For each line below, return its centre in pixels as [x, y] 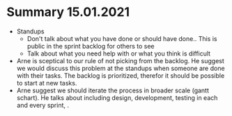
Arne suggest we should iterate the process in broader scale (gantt [113, 90]
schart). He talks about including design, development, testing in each [117, 97]
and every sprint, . [42, 105]
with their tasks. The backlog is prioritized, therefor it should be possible [121, 75]
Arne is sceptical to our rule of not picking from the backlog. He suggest [120, 60]
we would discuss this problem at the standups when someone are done [121, 68]
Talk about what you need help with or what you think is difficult [118, 53]
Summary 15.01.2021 [68, 12]
